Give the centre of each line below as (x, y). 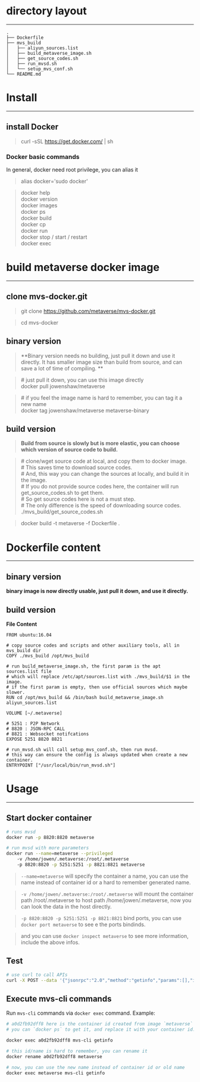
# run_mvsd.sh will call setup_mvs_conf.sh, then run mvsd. (82, 749)
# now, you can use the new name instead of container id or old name (96, 1067)
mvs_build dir (24, 650)
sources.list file (29, 671)
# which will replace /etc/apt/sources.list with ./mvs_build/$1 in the (98, 676)
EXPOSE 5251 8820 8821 (34, 739)
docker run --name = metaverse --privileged (60, 854)
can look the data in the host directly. (66, 906)
